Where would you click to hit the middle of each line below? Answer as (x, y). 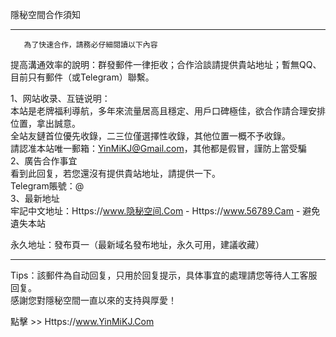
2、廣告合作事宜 (44, 161)
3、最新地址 (35, 198)
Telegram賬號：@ (47, 186)
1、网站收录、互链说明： (60, 98)
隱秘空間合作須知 (45, 14)
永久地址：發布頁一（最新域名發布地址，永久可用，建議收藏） (137, 244)
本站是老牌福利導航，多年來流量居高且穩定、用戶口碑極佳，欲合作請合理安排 (168, 111)
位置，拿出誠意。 (45, 123)
